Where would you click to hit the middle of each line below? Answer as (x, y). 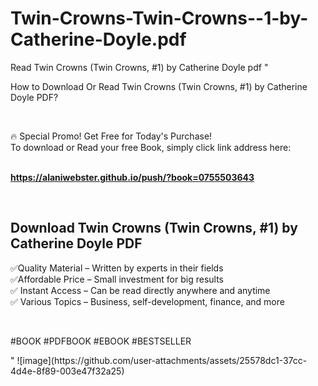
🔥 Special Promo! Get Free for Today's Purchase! (111, 136)
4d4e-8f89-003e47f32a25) (67, 371)
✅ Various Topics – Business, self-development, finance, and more (147, 301)
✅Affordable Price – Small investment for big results (117, 279)
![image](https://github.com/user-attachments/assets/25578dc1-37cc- (162, 360)
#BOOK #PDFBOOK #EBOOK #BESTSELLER (101, 341)
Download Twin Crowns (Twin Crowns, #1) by (154, 228)
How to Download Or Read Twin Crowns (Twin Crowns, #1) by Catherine (159, 86)
